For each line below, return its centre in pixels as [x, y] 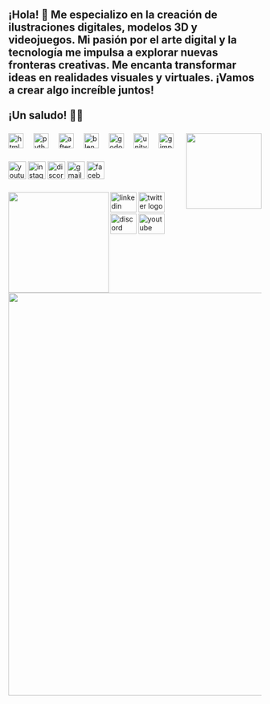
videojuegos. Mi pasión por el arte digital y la [123, 40]
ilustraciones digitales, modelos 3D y [103, 28]
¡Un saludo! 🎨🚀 [46, 116]
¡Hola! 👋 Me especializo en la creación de [113, 15]
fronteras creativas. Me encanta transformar [123, 65]
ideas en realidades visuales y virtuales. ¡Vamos [131, 78]
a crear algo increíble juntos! [81, 91]
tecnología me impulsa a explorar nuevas [113, 53]
